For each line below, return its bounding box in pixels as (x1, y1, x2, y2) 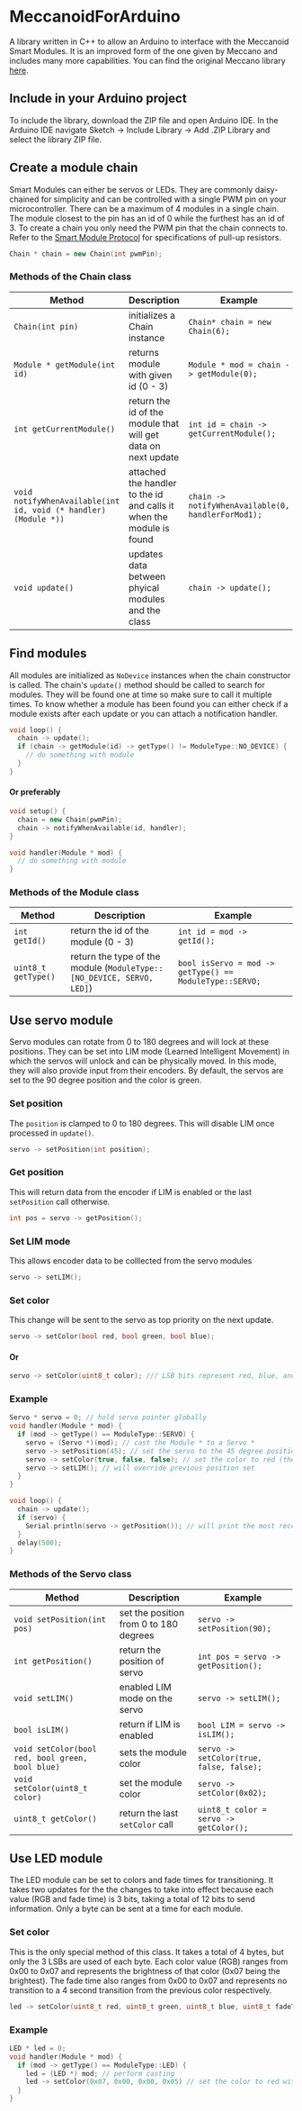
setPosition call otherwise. (9, 1196, 111, 1207)
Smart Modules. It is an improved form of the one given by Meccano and (9, 45, 279, 56)
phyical (129, 581, 160, 593)
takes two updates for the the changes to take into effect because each (9, 1884, 274, 1895)
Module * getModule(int (13, 359, 116, 370)
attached (129, 466, 166, 478)
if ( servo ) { (17, 1513, 67, 1522)
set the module (119, 1776, 182, 1789)
